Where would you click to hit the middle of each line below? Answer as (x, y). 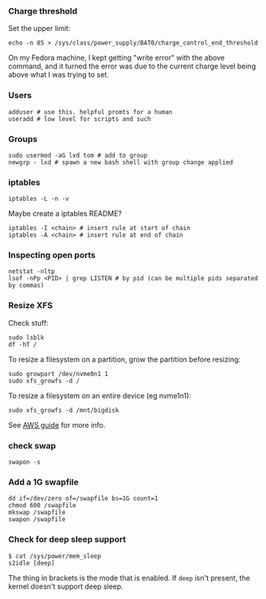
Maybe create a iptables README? (65, 213)
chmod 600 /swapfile (43, 506)
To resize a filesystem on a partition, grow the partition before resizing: (125, 359)
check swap (32, 445)
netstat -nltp (32, 272)
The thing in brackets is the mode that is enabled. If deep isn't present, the (129, 577)
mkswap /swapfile (37, 513)
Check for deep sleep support (67, 539)
